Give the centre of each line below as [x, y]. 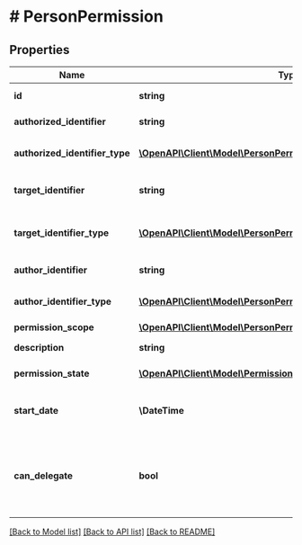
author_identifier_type [63, 301]
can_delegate [44, 476]
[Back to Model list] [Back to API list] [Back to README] [112, 532]
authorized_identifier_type [72, 153]
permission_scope [54, 327]
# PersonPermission [86, 17]
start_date [36, 411]
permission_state [52, 373]
